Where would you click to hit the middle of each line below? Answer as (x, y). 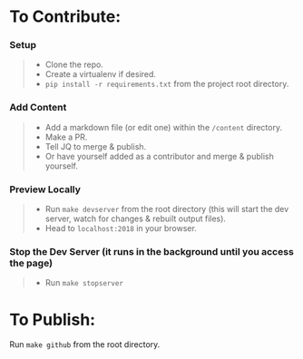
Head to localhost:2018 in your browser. (121, 228)
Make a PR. (66, 137)
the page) (31, 263)
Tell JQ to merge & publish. (96, 146)
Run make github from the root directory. (85, 344)
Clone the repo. (74, 64)
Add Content (38, 108)
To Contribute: (65, 17)
